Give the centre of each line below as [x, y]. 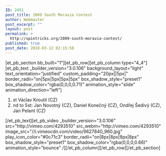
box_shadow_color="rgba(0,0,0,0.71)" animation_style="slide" [70, 84]
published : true [22, 43]
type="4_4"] [135, 62]
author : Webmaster [25, 19]
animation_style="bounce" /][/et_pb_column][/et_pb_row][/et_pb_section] [83, 148]
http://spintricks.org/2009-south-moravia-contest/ [66, 39]
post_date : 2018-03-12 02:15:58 [40, 48]
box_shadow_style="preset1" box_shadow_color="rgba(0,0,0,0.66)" [77, 142]
